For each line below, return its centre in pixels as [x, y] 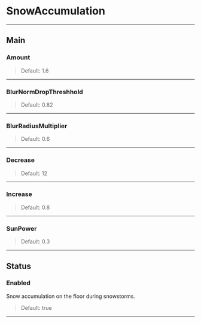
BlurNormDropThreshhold [45, 92]
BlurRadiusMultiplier [37, 126]
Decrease [20, 160]
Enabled [19, 283]
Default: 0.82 [37, 105]
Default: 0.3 [35, 242]
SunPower [22, 228]
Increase [19, 194]
